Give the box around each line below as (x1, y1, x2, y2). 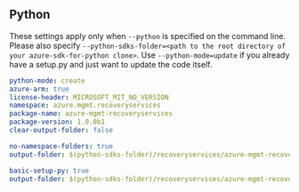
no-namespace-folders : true (9, 141, 114, 150)
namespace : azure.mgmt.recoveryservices (9, 101, 162, 110)
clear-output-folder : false (9, 126, 114, 135)
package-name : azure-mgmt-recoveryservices (9, 109, 174, 118)
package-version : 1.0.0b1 (9, 117, 105, 127)
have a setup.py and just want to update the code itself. (9, 59, 213, 69)
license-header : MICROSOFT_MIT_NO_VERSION (9, 92, 169, 101)
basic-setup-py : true (9, 166, 90, 175)
